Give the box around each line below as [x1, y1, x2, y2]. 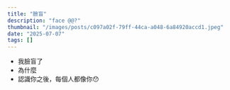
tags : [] [7, 37, 33, 44]
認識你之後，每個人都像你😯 [17, 75, 99, 84]
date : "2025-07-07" [7, 30, 65, 38]
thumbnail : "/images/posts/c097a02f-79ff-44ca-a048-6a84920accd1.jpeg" [7, 23, 224, 30]
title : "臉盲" [7, 10, 48, 18]
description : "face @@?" [7, 17, 81, 24]
